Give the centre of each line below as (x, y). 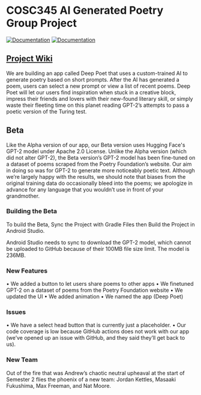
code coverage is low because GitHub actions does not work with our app (98, 331)
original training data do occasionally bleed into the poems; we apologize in (100, 183)
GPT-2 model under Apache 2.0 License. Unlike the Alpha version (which (97, 151)
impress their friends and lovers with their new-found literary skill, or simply (100, 98)
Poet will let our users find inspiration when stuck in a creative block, (91, 92)
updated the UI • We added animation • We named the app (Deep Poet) (95, 297)
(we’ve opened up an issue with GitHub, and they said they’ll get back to (96, 338)
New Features (27, 271)
